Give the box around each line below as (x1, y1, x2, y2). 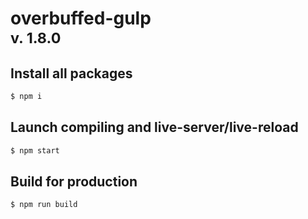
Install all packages (10, 65, 133, 82)
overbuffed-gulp (10, 7, 152, 30)
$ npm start (10, 145, 60, 156)
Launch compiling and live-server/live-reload (10, 119, 299, 136)
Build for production (10, 173, 138, 190)
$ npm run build (10, 200, 78, 210)
